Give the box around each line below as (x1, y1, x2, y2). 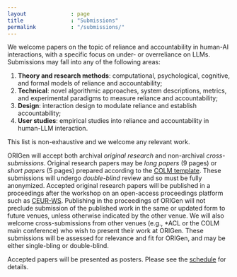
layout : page (7, 10, 91, 18)
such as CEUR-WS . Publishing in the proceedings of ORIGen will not (7, 196, 206, 205)
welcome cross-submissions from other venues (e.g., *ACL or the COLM (7, 219, 220, 228)
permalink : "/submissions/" (7, 23, 125, 30)
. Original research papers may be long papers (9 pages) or (43, 159, 217, 167)
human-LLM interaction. (17, 124, 88, 133)
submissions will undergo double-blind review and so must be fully (7, 174, 202, 182)
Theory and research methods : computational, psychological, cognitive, (17, 71, 231, 80)
